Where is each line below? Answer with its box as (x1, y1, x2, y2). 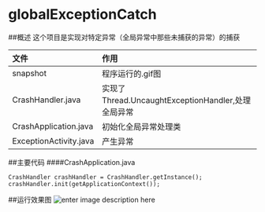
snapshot (12, 68, 47, 79)
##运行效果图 (8, 195, 52, 204)
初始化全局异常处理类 (101, 121, 181, 132)
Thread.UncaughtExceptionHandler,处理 (101, 94, 251, 105)
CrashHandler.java (12, 94, 81, 105)
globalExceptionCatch (8, 5, 158, 24)
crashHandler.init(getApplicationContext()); (8, 180, 160, 188)
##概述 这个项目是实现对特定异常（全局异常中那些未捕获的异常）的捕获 (8, 32, 241, 42)
